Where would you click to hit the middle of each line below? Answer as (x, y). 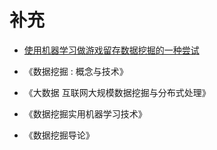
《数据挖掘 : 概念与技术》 (76, 71)
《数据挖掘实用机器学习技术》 (85, 113)
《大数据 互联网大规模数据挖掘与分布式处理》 (117, 92)
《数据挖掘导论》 (59, 135)
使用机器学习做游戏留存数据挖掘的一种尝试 (111, 50)
